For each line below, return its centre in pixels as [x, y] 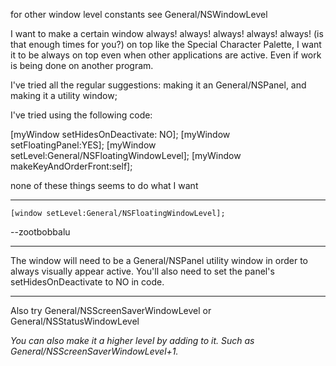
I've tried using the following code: [81, 115]
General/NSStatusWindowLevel [75, 321]
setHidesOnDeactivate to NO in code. [87, 282]
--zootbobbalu [40, 232]
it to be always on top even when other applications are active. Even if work [166, 55]
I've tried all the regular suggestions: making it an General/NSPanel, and [158, 85]
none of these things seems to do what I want [104, 185]
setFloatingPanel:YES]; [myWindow [83, 145]
